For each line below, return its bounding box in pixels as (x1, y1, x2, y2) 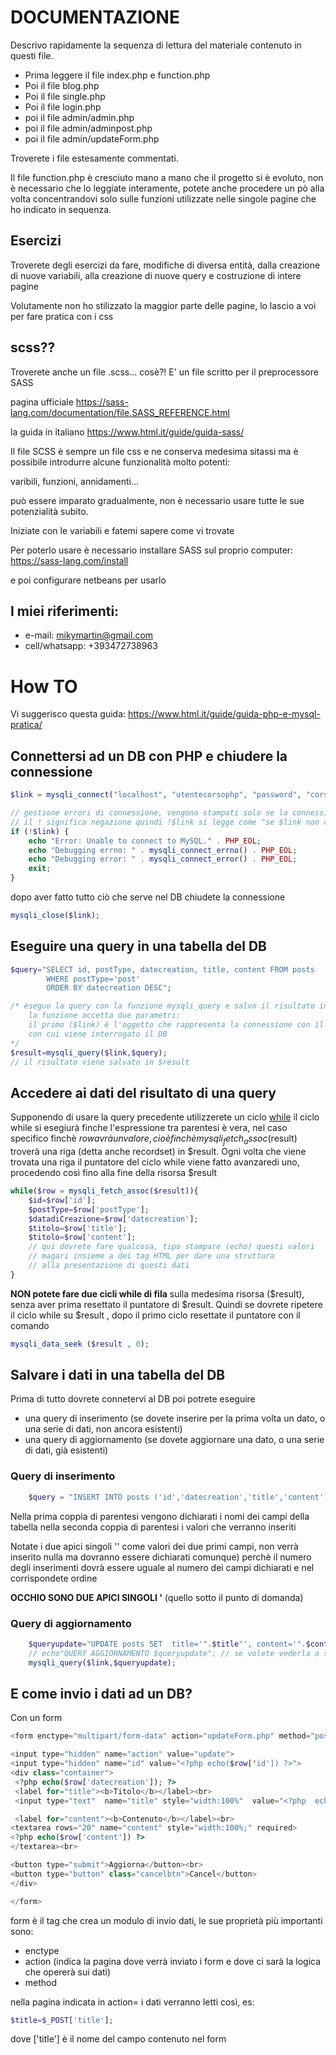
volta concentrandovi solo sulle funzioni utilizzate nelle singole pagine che (10, 192, 317, 205)
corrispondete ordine (10, 1572, 98, 1584)
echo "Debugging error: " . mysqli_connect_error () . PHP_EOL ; (28, 854, 298, 865)
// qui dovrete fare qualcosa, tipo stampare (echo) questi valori (28, 1242, 315, 1252)
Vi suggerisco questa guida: (10, 708, 127, 720)
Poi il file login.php (24, 101, 102, 113)
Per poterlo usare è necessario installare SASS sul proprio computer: (10, 544, 294, 556)
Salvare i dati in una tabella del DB (10, 1367, 226, 1384)
